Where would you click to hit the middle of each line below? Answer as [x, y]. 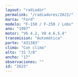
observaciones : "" [25, 62]
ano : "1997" [18, 29]
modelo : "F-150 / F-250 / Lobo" [39, 24]
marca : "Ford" [20, 19]
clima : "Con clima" [26, 48]
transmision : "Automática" [34, 38]
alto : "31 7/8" [21, 52]
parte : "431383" [22, 43]
